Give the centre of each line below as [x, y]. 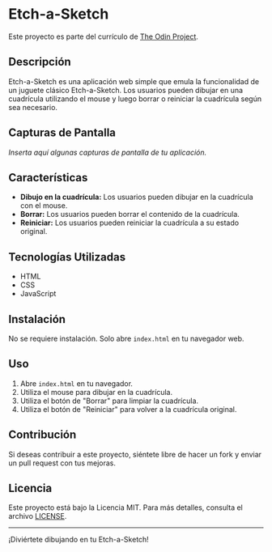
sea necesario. [33, 107]
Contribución [42, 435]
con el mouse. [44, 206]
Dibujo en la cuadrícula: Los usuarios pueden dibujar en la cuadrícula [136, 197]
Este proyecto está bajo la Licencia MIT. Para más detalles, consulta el [125, 507]
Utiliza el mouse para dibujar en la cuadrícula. [96, 392]
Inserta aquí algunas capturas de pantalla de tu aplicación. [108, 152]
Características [48, 178]
